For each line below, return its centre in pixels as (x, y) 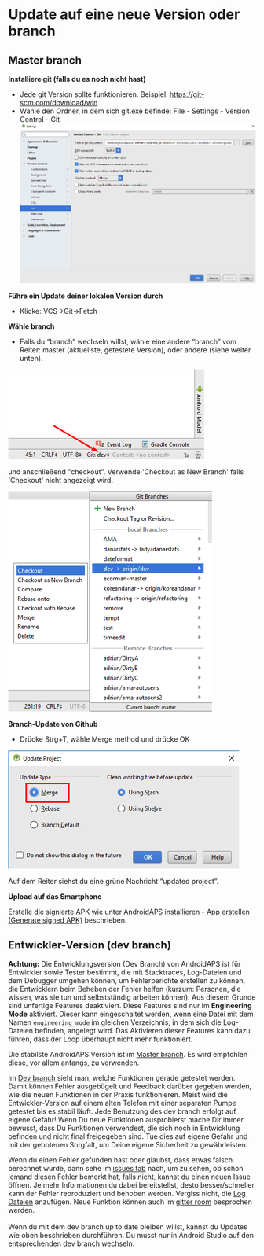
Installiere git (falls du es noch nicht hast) (77, 79)
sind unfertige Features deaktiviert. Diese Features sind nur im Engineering (130, 1006)
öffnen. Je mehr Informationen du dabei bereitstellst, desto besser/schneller (132, 1185)
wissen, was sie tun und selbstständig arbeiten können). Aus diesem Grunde (132, 997)
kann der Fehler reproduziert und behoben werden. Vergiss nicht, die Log (127, 1194)
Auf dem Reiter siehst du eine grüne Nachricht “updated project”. (114, 882)
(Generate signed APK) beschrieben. (68, 920)
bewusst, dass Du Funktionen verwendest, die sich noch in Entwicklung (124, 1128)
